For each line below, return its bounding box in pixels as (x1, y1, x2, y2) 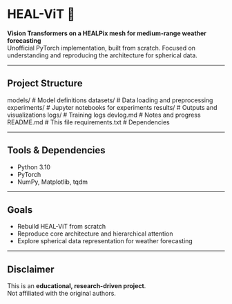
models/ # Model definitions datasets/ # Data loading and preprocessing (7, 96, 213, 104)
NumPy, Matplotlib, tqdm (17, 178, 88, 186)
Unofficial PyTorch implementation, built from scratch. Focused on (7, 44, 195, 52)
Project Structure (7, 77, 83, 89)
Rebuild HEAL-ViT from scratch (17, 222, 106, 231)
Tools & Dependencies (7, 144, 106, 156)
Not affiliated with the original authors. (7, 289, 116, 298)
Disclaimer (7, 263, 55, 275)
